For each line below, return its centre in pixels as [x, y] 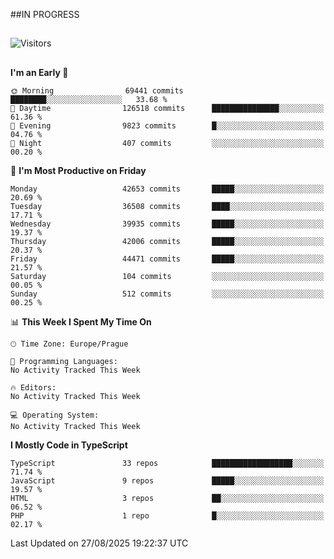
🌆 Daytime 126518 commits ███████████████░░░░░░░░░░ [167, 108]
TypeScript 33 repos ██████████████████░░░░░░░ [167, 463]
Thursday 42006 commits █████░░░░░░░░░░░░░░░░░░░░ [167, 241]
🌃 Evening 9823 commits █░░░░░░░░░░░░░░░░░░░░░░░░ [167, 125]
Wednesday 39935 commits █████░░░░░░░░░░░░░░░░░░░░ [167, 224]
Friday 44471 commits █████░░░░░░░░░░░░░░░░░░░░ [167, 259]
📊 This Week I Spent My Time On [81, 321]
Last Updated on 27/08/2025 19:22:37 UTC [99, 543]
